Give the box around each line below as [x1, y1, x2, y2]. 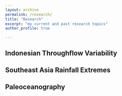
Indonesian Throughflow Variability [5, 48, 118, 57]
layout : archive [5, 7, 39, 12]
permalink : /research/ [5, 12, 52, 17]
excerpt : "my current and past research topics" [5, 21, 108, 26]
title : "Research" [5, 16, 43, 21]
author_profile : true [5, 26, 50, 31]
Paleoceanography [5, 83, 66, 91]
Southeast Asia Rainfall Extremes [5, 65, 111, 74]
